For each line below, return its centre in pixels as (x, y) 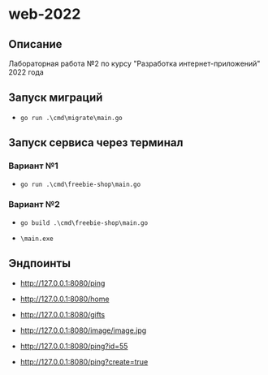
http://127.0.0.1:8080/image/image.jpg (83, 330)
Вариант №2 (35, 205)
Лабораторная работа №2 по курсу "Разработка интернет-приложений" (134, 63)
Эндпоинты (40, 263)
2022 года (26, 72)
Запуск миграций (56, 98)
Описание (35, 44)
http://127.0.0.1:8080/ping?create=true (84, 361)
